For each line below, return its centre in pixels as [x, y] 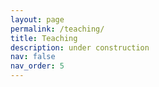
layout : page [37, 19]
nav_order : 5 [37, 66]
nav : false [33, 57]
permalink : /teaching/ [57, 29]
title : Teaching [44, 38]
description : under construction [80, 47]
